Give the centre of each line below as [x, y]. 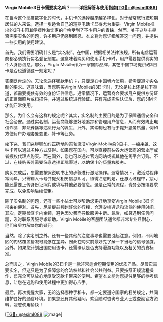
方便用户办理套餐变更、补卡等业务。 [41, 134]
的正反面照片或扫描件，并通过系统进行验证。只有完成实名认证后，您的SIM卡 [81, 99]
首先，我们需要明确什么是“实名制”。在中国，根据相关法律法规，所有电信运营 [81, 52]
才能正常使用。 [20, 105]
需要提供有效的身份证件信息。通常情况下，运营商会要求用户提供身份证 [88, 93]
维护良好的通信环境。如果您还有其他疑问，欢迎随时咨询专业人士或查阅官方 [79, 298]
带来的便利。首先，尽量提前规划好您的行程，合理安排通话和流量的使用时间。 [81, 207]
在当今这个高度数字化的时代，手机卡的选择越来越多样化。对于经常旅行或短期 [81, 18]
